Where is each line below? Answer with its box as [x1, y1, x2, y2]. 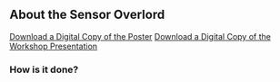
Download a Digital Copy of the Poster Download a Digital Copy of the [9, 31, 271, 41]
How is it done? [9, 63, 79, 76]
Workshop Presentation [9, 41, 98, 51]
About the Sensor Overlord [9, 7, 165, 23]
